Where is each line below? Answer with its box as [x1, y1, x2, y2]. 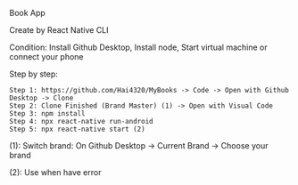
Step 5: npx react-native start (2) [9, 125, 145, 133]
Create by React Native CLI [9, 25, 109, 35]
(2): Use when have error [9, 167, 102, 177]
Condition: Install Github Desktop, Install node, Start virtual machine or [9, 42, 268, 52]
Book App [9, 8, 46, 18]
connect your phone [9, 52, 84, 61]
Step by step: [9, 68, 58, 79]
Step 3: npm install [9, 109, 87, 118]
